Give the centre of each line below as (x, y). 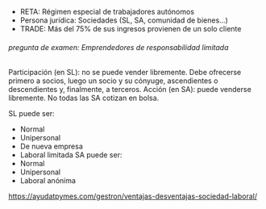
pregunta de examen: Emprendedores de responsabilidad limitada (118, 47)
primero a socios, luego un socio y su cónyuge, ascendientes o (113, 81)
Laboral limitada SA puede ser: (71, 155)
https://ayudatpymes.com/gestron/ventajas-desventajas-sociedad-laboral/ (133, 196)
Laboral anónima (48, 181)
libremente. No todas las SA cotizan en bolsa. (84, 98)
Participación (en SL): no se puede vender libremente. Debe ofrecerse (125, 73)
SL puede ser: (31, 114)
